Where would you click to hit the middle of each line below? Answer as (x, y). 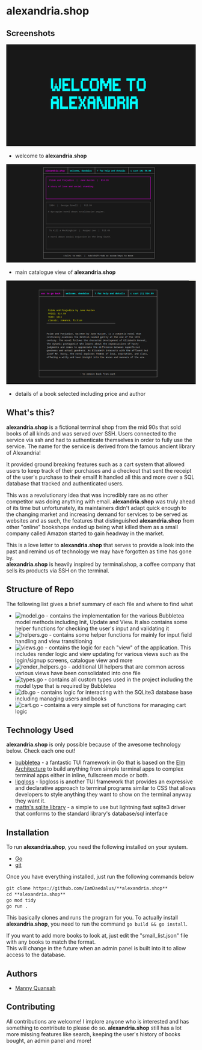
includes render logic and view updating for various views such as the (102, 654)
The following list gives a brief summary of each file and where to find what (100, 604)
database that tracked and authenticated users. (65, 483)
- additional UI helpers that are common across (127, 666)
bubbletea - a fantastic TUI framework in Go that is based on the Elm (100, 763)
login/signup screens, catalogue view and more (74, 660)
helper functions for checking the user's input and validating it (92, 628)
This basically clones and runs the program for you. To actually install (92, 918)
